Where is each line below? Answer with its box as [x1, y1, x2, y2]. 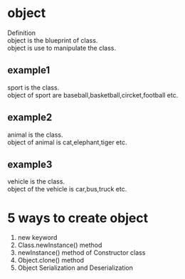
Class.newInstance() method [17, 241, 102, 250]
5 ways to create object [7, 210, 149, 226]
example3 [7, 158, 53, 170]
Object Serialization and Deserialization [17, 263, 134, 272]
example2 [7, 112, 53, 124]
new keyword [17, 233, 58, 242]
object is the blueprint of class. [7, 36, 98, 44]
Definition [7, 28, 36, 37]
